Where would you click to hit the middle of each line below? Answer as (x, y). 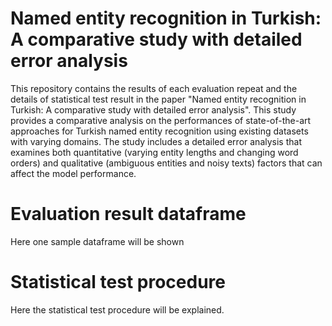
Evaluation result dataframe (128, 214)
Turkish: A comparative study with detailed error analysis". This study (153, 109)
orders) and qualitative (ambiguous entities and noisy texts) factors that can (166, 163)
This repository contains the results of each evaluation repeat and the (154, 88)
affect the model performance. (73, 173)
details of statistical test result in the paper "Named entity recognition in (158, 99)
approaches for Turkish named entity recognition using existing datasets (159, 131)
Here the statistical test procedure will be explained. (117, 309)
